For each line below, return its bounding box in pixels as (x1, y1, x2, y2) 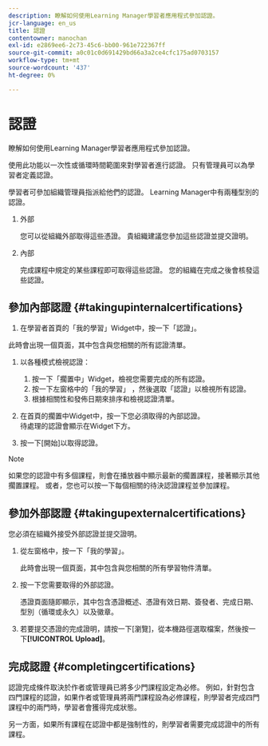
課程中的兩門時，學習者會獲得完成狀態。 (8, 703, 141, 712)
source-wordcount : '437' (8, 64, 91, 72)
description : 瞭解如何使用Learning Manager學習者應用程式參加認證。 (8, 11, 219, 20)
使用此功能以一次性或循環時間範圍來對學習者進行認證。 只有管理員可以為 (8, 160, 248, 170)
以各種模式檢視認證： (19, 357, 90, 367)
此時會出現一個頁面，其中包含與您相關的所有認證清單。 (8, 341, 190, 350)
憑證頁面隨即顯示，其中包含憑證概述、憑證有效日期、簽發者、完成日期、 (19, 597, 258, 607)
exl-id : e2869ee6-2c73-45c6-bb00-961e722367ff (8, 42, 166, 50)
